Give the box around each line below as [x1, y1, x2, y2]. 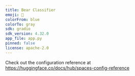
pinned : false [5, 41, 36, 46]
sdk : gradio [5, 27, 31, 32]
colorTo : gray [5, 21, 36, 27]
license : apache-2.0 [5, 45, 49, 50]
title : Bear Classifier [5, 7, 56, 13]
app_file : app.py [5, 36, 42, 41]
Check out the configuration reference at [5, 59, 91, 65]
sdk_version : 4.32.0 [5, 31, 49, 36]
